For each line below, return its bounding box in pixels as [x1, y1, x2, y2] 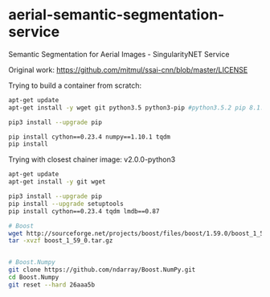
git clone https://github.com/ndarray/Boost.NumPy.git [8, 266, 196, 274]
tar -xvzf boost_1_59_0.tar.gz [8, 237, 113, 245]
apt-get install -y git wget [8, 178, 106, 186]
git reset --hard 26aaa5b [8, 280, 95, 289]
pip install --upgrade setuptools [8, 200, 125, 208]
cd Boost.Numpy [8, 274, 59, 282]
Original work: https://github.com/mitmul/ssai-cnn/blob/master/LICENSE [8, 64, 248, 74]
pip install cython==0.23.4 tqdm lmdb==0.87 [8, 207, 160, 215]
